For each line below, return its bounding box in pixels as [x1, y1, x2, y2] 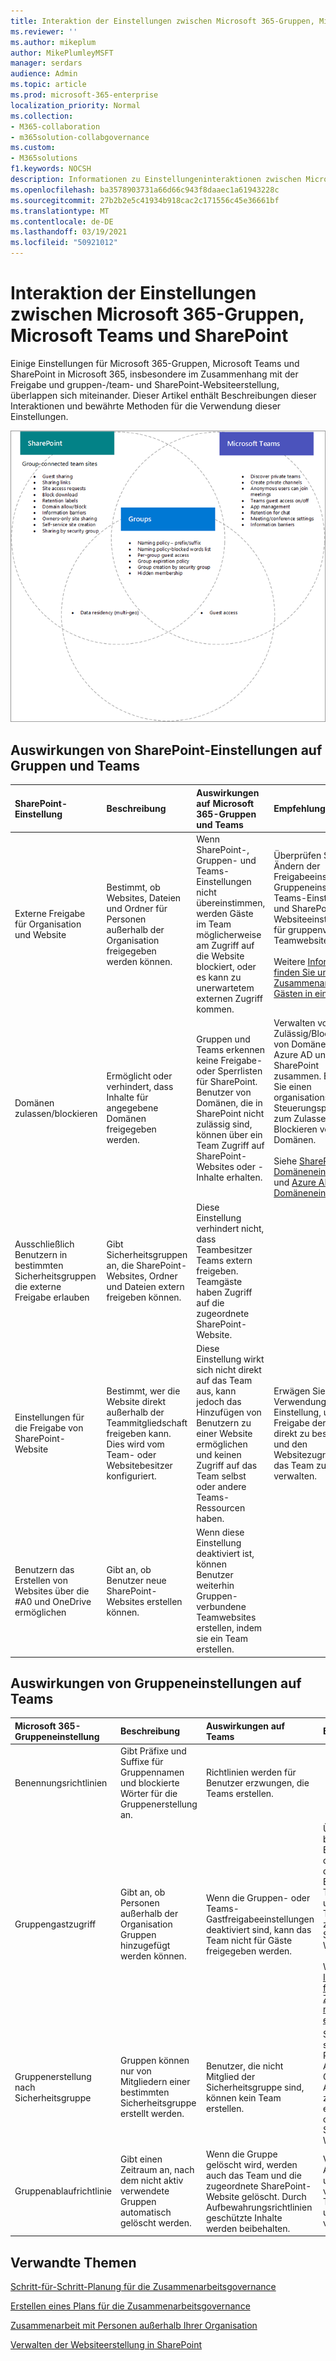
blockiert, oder [196, 961, 257, 973]
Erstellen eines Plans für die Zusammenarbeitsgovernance [10, 2300, 251, 2312]
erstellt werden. [119, 2108, 185, 2120]
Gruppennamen [119, 1766, 185, 1779]
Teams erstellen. [205, 1788, 274, 1800]
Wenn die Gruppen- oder [205, 1891, 311, 1904]
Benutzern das [14, 1563, 75, 1575]
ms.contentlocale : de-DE [10, 216, 114, 227]
